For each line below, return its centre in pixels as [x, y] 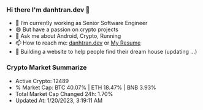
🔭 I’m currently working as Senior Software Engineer [81, 23]
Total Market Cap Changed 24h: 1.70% [64, 94]
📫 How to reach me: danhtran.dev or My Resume [78, 43]
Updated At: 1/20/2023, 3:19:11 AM [59, 100]
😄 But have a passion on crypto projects [67, 29]
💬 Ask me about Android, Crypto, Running [68, 36]
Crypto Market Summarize [47, 68]
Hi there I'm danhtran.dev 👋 [48, 10]
